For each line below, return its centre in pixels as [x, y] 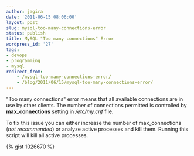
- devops [17, 55]
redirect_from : [25, 72]
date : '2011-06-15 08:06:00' [42, 17]
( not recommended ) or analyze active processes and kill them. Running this [97, 129]
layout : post [22, 22]
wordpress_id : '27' [30, 45]
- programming [23, 60]
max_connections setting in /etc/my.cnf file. [60, 111]
